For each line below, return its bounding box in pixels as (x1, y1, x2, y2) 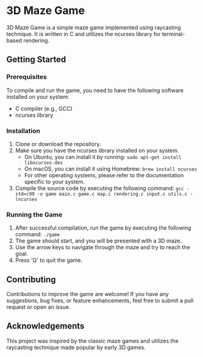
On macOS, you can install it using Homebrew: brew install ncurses (24, 165, 198, 172)
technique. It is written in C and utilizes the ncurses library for (6, 30, 161, 37)
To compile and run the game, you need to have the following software (6, 87, 184, 94)
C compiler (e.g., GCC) (15, 105, 73, 112)
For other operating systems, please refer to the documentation (24, 171, 184, 178)
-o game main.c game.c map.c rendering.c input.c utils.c (37, 191, 188, 197)
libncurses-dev (24, 160, 63, 166)
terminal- (162, 30, 185, 37)
